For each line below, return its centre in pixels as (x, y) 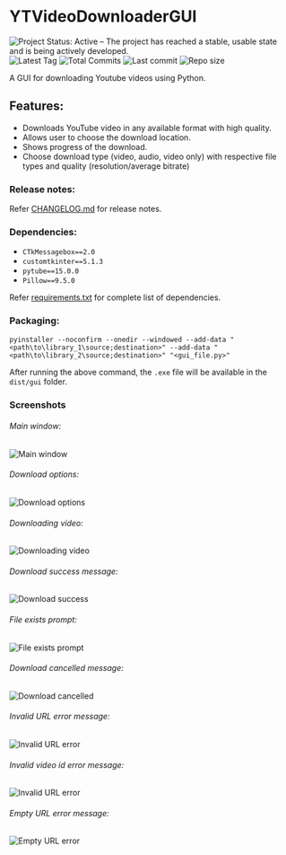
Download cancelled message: (66, 668)
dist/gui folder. (38, 381)
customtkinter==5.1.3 (62, 262)
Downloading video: (46, 523)
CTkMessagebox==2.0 (59, 252)
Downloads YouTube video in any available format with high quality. (147, 128)
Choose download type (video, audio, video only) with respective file (149, 156)
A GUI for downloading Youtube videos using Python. (108, 77)
